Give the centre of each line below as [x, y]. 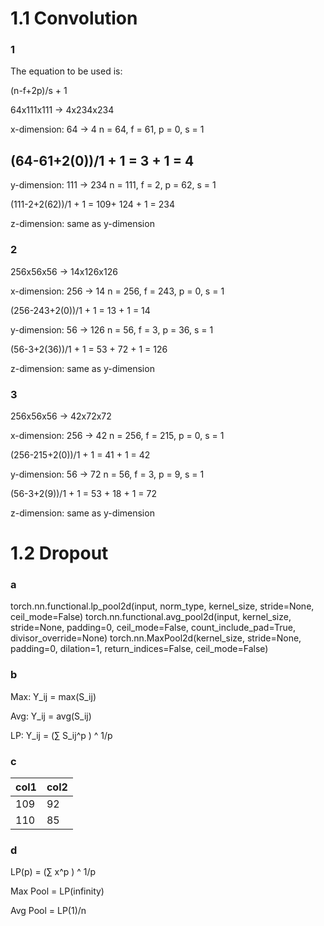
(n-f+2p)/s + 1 [39, 91]
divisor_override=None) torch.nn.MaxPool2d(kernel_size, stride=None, [156, 638]
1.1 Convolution [74, 18]
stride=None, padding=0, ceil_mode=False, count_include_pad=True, [153, 628]
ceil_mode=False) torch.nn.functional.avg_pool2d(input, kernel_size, [151, 617]
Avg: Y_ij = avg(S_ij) [51, 716]
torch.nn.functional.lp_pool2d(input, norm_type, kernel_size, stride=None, [162, 606]
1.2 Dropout [59, 553]
